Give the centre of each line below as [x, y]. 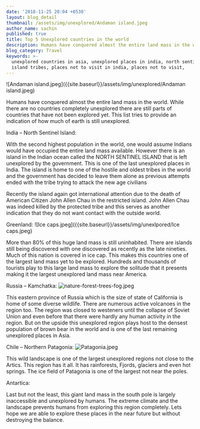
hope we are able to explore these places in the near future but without [93, 413]
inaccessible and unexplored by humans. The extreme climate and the [92, 401]
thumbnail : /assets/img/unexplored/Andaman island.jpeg [77, 23]
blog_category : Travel [34, 51]
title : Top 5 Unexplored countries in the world [68, 39]
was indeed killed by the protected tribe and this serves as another [88, 207]
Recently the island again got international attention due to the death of [93, 194]
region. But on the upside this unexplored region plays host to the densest [97, 323]
